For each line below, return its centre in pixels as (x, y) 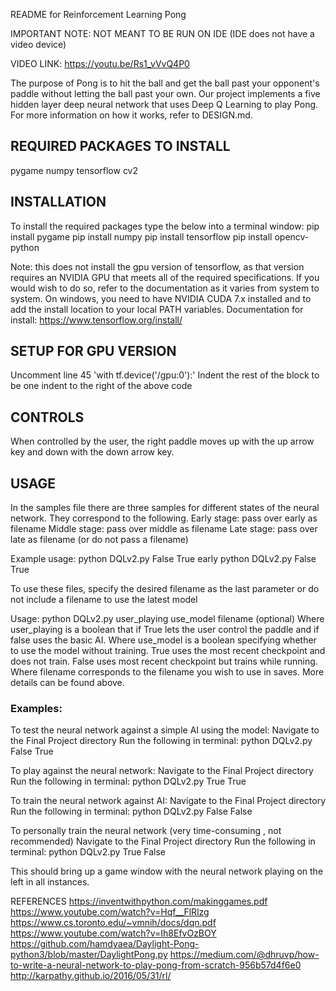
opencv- (292, 236)
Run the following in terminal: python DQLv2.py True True (128, 781)
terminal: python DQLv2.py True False (88, 852)
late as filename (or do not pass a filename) (99, 540)
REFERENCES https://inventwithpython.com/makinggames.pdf (139, 901)
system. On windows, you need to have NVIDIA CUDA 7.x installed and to (161, 298)
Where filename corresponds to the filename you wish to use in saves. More (167, 672)
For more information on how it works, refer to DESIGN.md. (131, 115)
